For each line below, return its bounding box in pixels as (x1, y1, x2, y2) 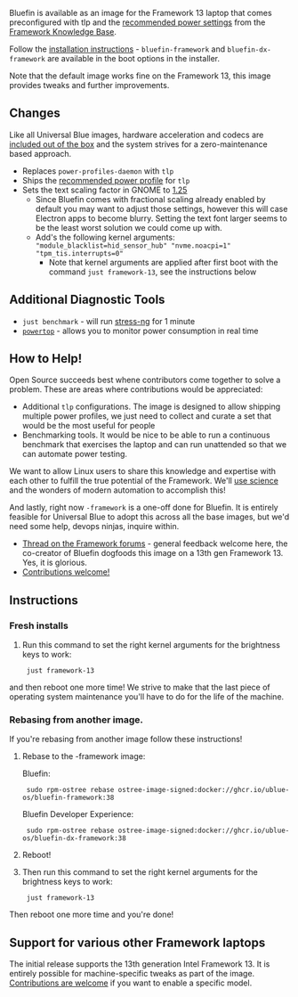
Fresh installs (9, 619, 68, 632)
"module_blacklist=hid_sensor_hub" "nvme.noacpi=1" (35, 241, 231, 250)
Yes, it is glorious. (21, 557, 87, 568)
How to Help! (9, 351, 83, 366)
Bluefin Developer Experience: (21, 809, 134, 820)
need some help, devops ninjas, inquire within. (9, 521, 180, 532)
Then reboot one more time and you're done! (9, 909, 174, 920)
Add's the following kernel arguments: (35, 232, 175, 242)
